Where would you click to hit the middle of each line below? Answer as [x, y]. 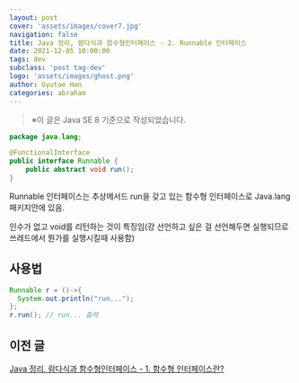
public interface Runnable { [64, 161]
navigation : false [44, 34]
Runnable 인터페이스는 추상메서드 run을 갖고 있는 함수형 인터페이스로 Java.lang [150, 196]
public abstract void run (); [80, 170]
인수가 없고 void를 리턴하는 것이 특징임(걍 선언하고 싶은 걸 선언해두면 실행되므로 [149, 227]
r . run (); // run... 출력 [54, 316]
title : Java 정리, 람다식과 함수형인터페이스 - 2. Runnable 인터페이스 [128, 43]
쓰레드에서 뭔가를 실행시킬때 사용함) [72, 237]
